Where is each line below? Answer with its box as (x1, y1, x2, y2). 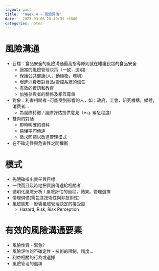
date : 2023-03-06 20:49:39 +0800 (5, 16, 78, 21)
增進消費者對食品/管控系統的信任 (19, 79, 86, 85)
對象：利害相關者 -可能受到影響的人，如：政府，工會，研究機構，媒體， (12, 98, 158, 103)
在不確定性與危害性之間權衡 (12, 140, 68, 146)
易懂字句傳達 (19, 128, 45, 134)
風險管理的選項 (12, 261, 43, 267)
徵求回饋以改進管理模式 (19, 134, 67, 140)
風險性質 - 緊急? (12, 242, 45, 248)
